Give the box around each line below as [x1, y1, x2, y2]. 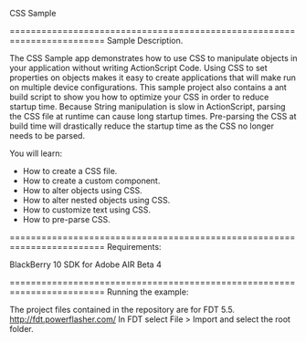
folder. [9, 324, 34, 334]
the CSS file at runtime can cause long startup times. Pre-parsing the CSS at [9, 111, 297, 121]
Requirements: [106, 242, 162, 252]
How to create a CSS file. [22, 166, 118, 176]
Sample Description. [106, 36, 184, 46]
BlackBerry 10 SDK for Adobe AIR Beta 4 [9, 259, 162, 270]
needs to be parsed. [9, 130, 85, 140]
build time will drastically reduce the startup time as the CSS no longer [9, 120, 274, 131]
